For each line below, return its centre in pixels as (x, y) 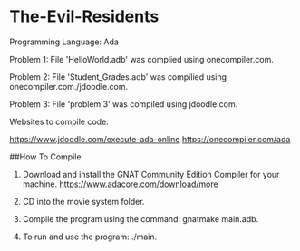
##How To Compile (45, 157)
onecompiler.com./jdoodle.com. (69, 86)
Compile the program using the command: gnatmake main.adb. (140, 218)
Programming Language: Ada (64, 42)
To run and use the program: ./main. (90, 237)
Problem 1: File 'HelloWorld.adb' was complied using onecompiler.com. (141, 59)
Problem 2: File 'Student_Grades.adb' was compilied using (118, 77)
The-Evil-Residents (84, 17)
